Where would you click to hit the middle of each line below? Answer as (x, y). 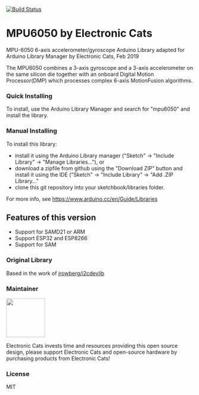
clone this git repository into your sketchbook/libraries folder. (90, 187)
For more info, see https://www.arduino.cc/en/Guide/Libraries (82, 199)
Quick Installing (29, 96)
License (18, 373)
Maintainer (22, 289)
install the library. (27, 115)
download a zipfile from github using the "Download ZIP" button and (99, 168)
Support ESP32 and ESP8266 (51, 238)
